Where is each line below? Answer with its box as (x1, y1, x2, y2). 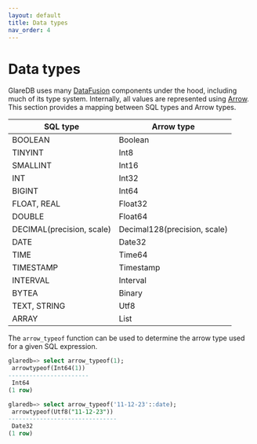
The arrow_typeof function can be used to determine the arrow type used (8, 333, 245, 343)
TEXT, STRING (12, 300, 66, 311)
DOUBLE (12, 211, 45, 222)
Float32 (118, 198, 148, 209)
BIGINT (12, 185, 39, 196)
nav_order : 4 (8, 26, 51, 34)
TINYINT (12, 147, 45, 158)
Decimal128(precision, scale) (118, 224, 229, 235)
